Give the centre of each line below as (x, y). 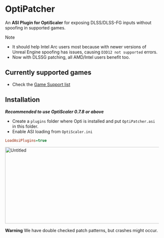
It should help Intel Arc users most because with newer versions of (79, 47)
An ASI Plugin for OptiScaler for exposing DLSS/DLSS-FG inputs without (78, 23)
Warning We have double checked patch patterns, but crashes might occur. (82, 231)
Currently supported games (48, 73)
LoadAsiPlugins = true (26, 141)
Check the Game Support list (41, 84)
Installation (22, 100)
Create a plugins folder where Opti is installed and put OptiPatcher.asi (83, 121)
